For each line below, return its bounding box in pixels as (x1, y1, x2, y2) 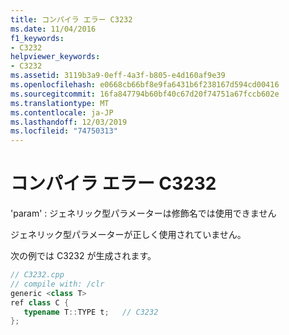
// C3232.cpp (10, 270, 65, 280)
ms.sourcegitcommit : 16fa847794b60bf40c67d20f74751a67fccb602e (10, 89, 280, 99)
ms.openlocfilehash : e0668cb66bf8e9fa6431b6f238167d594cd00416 (10, 80, 280, 90)
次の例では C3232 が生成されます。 (10, 250, 157, 262)
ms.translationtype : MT (10, 98, 110, 108)
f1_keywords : (10, 33, 65, 43)
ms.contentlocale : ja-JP (10, 107, 114, 118)
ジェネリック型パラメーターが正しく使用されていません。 (10, 229, 247, 241)
